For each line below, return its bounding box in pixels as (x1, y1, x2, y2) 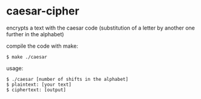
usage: (6, 65, 24, 72)
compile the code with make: (6, 42, 79, 49)
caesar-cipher (6, 4, 80, 18)
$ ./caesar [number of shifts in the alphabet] (6, 76, 129, 82)
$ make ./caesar (6, 54, 47, 60)
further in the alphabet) (6, 30, 65, 37)
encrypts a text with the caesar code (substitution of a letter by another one (6, 24, 196, 31)
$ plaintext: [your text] (6, 81, 71, 88)
